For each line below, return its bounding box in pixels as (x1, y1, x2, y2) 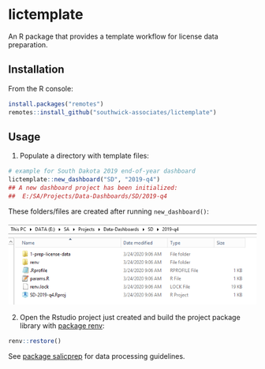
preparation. (8, 39, 49, 49)
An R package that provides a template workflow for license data (8, 32, 218, 41)
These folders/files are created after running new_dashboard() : (8, 207, 209, 216)
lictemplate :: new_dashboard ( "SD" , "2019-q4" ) (8, 176, 160, 184)
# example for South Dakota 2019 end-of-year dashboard (8, 167, 196, 175)
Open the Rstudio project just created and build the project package (19, 313, 241, 322)
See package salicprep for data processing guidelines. (8, 351, 185, 360)
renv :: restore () (8, 337, 62, 345)
